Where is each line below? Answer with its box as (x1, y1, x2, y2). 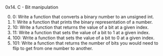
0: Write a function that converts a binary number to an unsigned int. (12, 14, 154, 19)
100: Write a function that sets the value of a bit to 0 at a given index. (12, 35, 155, 41)
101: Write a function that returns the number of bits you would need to (12, 40, 159, 46)
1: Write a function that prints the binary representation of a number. (12, 19, 153, 25)
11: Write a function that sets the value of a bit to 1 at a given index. (12, 30, 150, 35)
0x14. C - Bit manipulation (5, 4, 59, 10)
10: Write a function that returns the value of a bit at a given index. (12, 24, 149, 30)
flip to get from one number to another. (12, 46, 93, 51)
